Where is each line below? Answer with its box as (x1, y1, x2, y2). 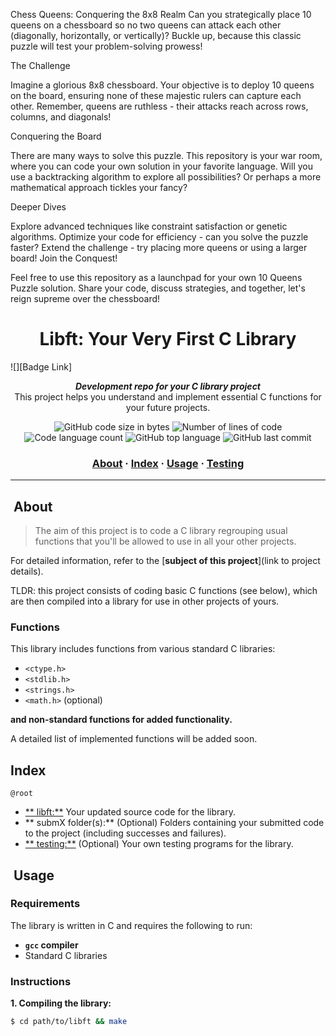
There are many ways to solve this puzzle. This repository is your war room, (10, 150, 323, 161)
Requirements (10, 897, 81, 911)
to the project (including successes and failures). (24, 827, 227, 839)
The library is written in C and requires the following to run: (10, 919, 253, 931)
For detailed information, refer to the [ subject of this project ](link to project (10, 555, 321, 567)
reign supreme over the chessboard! (10, 293, 161, 304)
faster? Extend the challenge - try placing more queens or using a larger (10, 242, 308, 253)
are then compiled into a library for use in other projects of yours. (10, 595, 280, 608)
